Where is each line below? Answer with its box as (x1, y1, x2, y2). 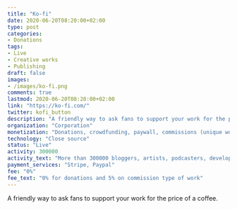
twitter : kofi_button (7, 109, 71, 116)
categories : (7, 30, 42, 37)
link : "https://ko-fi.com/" (7, 102, 90, 109)
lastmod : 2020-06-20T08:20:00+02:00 (7, 96, 115, 103)
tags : (7, 43, 23, 50)
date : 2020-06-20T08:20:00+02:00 (7, 17, 106, 24)
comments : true (7, 89, 52, 96)
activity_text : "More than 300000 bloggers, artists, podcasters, (7, 155, 207, 162)
